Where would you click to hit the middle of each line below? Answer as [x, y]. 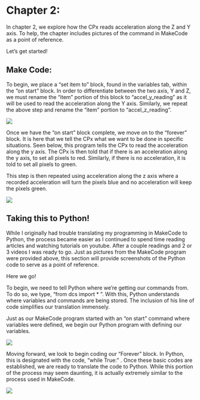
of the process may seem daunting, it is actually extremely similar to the [95, 373]
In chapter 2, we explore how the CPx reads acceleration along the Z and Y [99, 27]
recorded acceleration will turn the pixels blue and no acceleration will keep [99, 182]
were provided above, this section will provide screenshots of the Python [96, 258]
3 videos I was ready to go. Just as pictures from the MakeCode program [96, 252]
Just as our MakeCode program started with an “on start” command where [98, 318]
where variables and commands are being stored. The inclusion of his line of [100, 300]
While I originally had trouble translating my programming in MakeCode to [97, 233]
